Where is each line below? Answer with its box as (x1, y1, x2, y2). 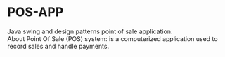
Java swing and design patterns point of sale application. (7, 27, 173, 35)
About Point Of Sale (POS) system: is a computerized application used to (7, 34, 218, 42)
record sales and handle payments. (7, 42, 110, 50)
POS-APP (7, 4, 64, 20)
